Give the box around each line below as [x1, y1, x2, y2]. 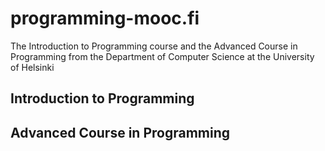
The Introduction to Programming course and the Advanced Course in [10, 40, 298, 52]
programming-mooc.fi [10, 7, 200, 30]
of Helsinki [10, 61, 55, 73]
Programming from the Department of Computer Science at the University [10, 50, 315, 62]
